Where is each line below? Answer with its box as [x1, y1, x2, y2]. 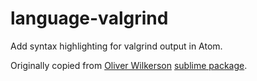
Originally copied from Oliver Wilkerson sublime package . [10, 59, 248, 71]
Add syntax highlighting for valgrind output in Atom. [10, 40, 223, 52]
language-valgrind [10, 7, 169, 30]
